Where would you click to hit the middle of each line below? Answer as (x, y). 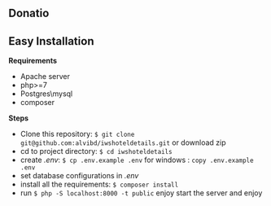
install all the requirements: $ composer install (99, 184)
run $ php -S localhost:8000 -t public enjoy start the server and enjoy (141, 193)
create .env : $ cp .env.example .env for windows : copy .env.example (137, 160)
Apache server (45, 77)
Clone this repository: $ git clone (77, 134)
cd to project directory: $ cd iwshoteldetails (96, 151)
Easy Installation (51, 41)
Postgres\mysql (46, 94)
